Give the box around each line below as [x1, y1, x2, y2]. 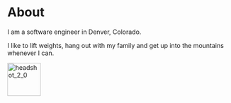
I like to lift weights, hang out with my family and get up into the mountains [7, 41, 225, 49]
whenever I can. [7, 49, 55, 57]
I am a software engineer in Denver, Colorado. [7, 28, 142, 36]
